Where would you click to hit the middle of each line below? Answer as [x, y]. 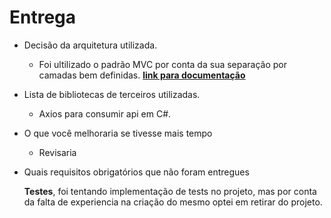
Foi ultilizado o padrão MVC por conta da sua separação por [163, 64]
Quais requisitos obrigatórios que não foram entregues [136, 172]
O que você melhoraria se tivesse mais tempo [118, 133]
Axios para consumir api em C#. [105, 113]
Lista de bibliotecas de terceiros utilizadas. [112, 94]
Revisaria [57, 152]
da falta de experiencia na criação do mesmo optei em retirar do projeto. [173, 202]
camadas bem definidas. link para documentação [142, 75]
